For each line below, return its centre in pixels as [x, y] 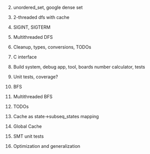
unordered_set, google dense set [48, 7]
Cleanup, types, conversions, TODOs [52, 47]
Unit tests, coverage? [35, 77]
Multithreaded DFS [33, 37]
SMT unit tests [28, 136]
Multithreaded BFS [33, 96]
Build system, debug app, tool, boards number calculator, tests [79, 67]
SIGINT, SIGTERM [32, 27]
